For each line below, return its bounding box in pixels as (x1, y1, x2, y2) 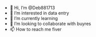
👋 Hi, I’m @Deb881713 (9, 5, 55, 10)
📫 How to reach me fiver (9, 26, 62, 32)
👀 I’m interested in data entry (9, 10, 70, 16)
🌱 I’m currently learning (9, 15, 58, 21)
